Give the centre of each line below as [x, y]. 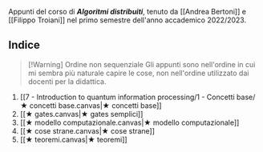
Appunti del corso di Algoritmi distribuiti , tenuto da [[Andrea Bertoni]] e [127, 12]
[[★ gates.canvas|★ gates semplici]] [81, 114]
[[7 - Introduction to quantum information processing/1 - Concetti [127, 97]
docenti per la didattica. [67, 81]
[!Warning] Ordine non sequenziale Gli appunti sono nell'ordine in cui [142, 64]
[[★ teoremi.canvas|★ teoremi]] [73, 139]
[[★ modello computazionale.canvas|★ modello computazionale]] [129, 122]
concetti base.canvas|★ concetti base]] [95, 105]
